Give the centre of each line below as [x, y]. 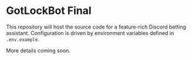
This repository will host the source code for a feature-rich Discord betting [96, 27]
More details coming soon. [38, 50]
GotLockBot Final [49, 11]
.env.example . [23, 39]
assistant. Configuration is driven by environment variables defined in [90, 33]
